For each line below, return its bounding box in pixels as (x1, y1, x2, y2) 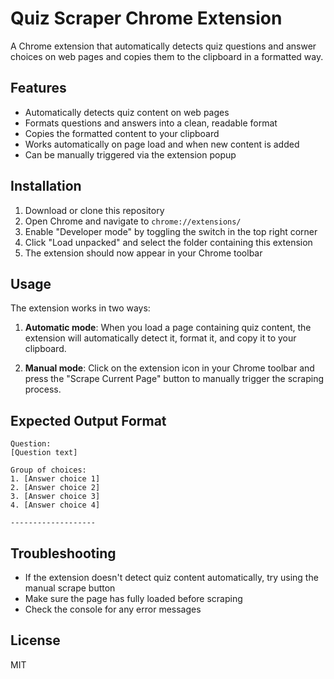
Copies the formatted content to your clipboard (24, 127, 220, 139)
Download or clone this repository (24, 204, 165, 216)
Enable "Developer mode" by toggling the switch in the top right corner (24, 225, 318, 237)
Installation (10, 178, 82, 195)
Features (10, 80, 67, 97)
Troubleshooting (10, 545, 117, 562)
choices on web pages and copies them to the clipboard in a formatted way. (10, 50, 324, 62)
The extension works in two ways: (10, 302, 151, 314)
